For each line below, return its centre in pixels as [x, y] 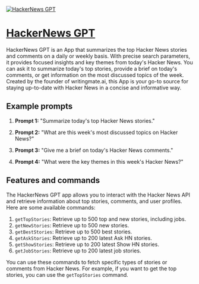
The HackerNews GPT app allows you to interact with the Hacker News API [98, 195]
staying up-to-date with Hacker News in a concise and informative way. [94, 88]
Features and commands [53, 181]
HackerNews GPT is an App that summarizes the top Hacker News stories [97, 49]
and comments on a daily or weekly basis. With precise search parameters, [98, 56]
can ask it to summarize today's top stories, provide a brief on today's [91, 68]
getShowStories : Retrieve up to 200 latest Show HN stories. [87, 244]
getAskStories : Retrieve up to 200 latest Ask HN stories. [83, 238]
